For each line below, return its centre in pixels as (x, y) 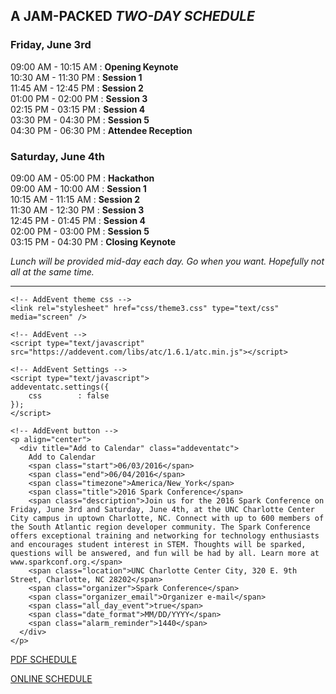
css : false (69, 395)
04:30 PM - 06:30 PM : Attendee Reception (101, 130)
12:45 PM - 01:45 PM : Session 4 (78, 220)
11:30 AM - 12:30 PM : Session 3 (77, 210)
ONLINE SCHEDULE (51, 678)
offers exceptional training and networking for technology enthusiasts (165, 535)
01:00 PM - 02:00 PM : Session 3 (79, 98)
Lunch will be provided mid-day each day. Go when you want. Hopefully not (167, 261)
